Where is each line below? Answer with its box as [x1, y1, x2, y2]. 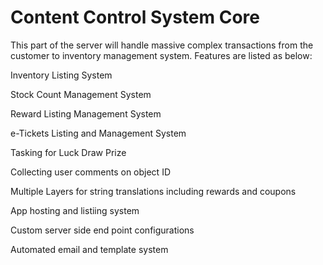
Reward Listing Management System [10, 107, 162, 120]
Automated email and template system [10, 243, 169, 255]
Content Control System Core [10, 6, 260, 29]
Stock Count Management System [10, 88, 152, 100]
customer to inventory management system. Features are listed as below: [10, 49, 313, 61]
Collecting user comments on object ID [10, 166, 171, 178]
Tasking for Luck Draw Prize [10, 146, 127, 158]
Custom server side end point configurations [10, 224, 195, 236]
